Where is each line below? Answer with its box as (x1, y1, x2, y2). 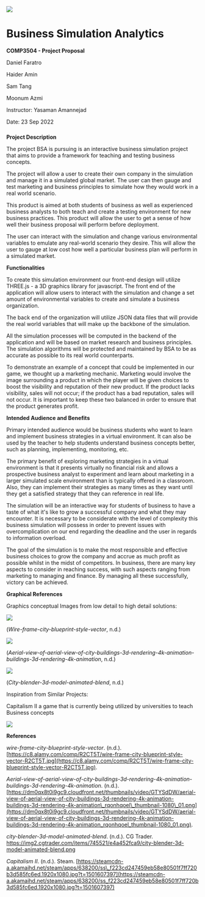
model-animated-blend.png (6, 846, 76, 853)
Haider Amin (6, 70, 38, 78)
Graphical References (6, 590, 63, 597)
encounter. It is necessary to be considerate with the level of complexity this (6, 514, 198, 522)
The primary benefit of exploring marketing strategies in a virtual (6, 457, 169, 465)
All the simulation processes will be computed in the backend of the (6, 332, 177, 339)
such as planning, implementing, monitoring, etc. (6, 445, 129, 452)
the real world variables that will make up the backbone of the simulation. (6, 320, 190, 327)
